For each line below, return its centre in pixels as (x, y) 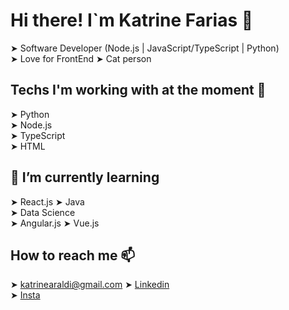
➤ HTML (28, 146)
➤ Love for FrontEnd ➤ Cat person (81, 58)
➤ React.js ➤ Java (47, 201)
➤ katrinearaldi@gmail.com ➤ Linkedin (90, 285)
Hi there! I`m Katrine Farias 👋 (132, 20)
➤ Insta (25, 295)
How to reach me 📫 (73, 255)
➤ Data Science (43, 212)
